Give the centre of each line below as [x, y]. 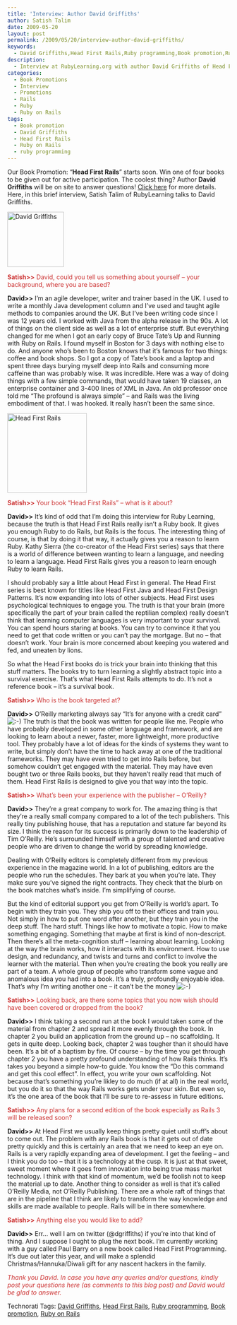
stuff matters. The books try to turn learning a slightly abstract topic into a [115, 671]
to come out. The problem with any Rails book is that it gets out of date [110, 1139]
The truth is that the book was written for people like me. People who [123, 721]
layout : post [26, 34]
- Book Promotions [41, 79]
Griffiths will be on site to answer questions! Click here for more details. [112, 187]
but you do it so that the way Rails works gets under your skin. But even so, [117, 1089]
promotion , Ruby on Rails [44, 1314]
